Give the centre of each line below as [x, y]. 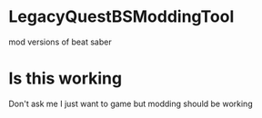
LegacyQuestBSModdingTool [121, 17]
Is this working [65, 79]
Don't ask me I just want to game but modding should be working [131, 103]
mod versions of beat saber [60, 42]
